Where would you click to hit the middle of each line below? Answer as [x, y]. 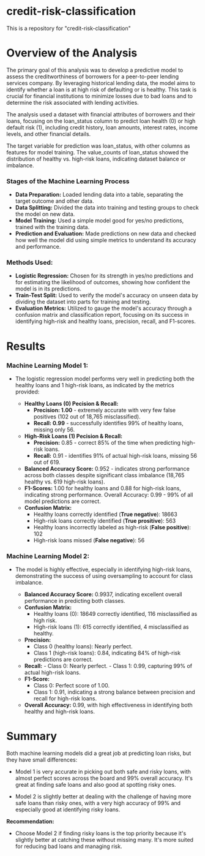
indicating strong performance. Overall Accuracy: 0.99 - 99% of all [109, 494]
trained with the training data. [52, 227]
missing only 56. [54, 430]
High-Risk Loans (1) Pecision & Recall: [73, 436]
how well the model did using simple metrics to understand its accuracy [106, 240]
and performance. [38, 247]
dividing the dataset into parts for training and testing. [83, 302]
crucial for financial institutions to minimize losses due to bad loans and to [99, 96]
